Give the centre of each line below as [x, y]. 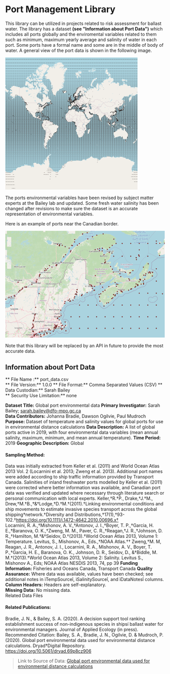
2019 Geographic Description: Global [45, 443]
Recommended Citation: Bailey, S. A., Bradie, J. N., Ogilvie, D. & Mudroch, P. [84, 635]
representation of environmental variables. [49, 214]
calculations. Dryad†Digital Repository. [46, 646]
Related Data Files [24, 596]
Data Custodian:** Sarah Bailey [38, 390]
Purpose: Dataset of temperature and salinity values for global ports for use [84, 422]
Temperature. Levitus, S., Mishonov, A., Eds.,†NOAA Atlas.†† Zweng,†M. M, [83, 541]
